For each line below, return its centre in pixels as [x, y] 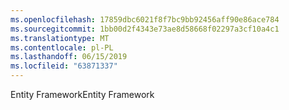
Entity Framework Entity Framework [82, 94]
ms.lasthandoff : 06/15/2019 [69, 57]
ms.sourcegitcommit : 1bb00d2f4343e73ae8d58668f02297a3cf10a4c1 [145, 29]
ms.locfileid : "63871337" [64, 66]
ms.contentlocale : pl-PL [62, 47]
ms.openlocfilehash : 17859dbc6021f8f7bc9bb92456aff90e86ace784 [145, 19]
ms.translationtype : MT [60, 38]
